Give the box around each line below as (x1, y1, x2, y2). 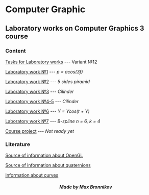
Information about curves (5, 172, 59, 178)
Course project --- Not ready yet (5, 128, 74, 134)
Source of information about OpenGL (5, 152, 83, 159)
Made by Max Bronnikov (59, 184, 112, 190)
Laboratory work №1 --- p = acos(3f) (5, 68, 83, 75)
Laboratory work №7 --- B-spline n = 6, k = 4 (5, 118, 101, 124)
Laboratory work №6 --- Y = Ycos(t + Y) (5, 108, 90, 114)
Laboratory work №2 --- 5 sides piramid (5, 78, 90, 85)
